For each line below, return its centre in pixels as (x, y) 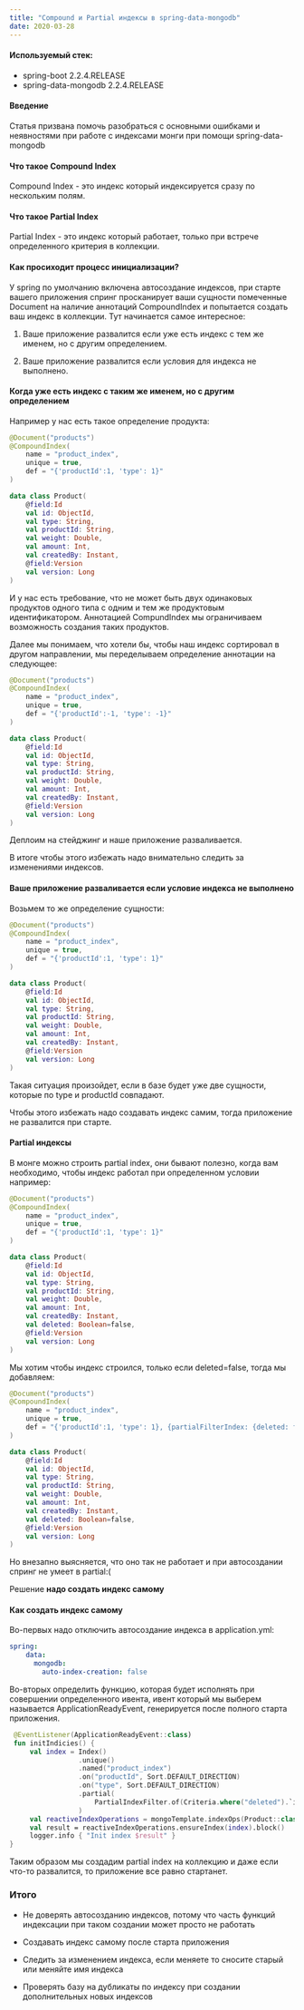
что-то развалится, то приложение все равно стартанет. (119, 1871)
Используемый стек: (51, 55)
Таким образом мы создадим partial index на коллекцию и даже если (144, 1862)
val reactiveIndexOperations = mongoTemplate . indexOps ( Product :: (155, 1819)
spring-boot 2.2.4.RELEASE (74, 75)
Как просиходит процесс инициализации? (94, 267)
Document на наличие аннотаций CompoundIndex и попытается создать (149, 306)
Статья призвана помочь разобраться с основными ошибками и (135, 126)
